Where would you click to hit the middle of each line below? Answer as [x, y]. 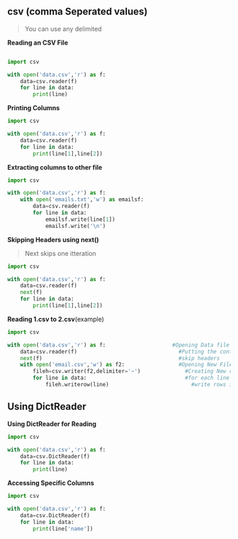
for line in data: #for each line [131, 378]
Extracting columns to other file [55, 167]
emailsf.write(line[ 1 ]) [80, 219]
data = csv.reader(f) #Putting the [119, 352]
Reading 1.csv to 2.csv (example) [56, 319]
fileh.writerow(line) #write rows [136, 385]
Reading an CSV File [38, 43]
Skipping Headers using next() [53, 239]
